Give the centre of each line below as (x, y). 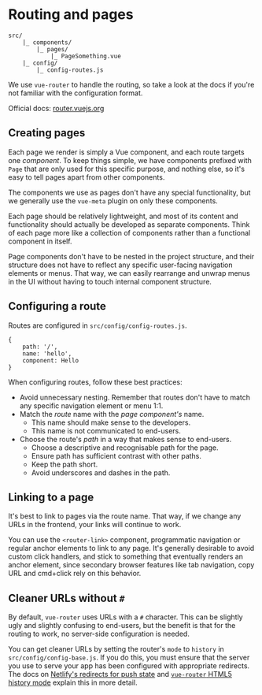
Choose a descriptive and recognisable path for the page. (125, 448)
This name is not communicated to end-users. (106, 430)
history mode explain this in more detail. (73, 682)
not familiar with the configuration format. (76, 93)
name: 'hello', (47, 353)
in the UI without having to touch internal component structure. (110, 281)
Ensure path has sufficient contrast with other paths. (116, 455)
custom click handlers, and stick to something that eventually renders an (126, 556)
